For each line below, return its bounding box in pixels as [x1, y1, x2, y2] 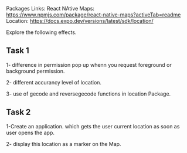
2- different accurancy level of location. [6, 79, 101, 86]
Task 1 [6, 46, 29, 56]
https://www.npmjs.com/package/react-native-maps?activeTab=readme [6, 11, 181, 18]
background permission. [6, 67, 65, 74]
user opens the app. [6, 129, 55, 136]
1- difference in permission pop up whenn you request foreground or [6, 61, 172, 68]
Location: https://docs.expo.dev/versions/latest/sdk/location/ [6, 18, 154, 24]
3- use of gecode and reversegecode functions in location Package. [6, 90, 171, 97]
